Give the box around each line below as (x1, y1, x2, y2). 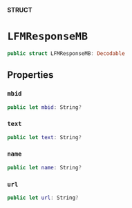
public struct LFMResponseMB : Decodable (7, 50, 126, 57)
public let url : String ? (7, 194, 79, 202)
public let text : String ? (7, 134, 82, 141)
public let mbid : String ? (7, 103, 82, 111)
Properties (7, 69, 54, 81)
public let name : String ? (7, 164, 82, 171)
